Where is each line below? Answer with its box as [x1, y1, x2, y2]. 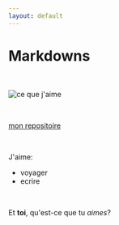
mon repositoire [8, 121, 62, 130]
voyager [19, 168, 49, 177]
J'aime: [8, 151, 33, 162]
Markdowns [8, 46, 91, 65]
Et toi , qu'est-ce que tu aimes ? [8, 207, 112, 217]
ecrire [19, 176, 40, 186]
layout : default [8, 11, 63, 20]
